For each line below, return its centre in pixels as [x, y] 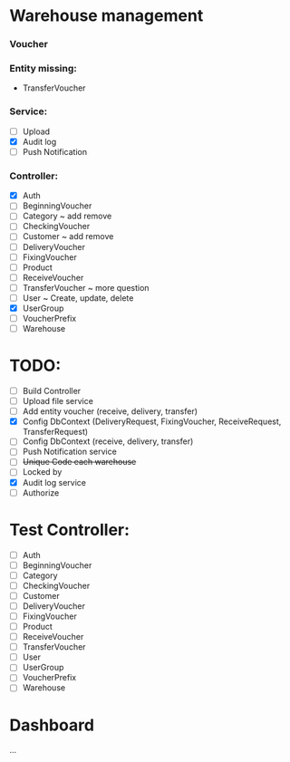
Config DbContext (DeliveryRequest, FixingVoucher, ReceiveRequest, [152, 421]
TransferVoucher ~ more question [86, 287]
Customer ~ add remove [68, 236]
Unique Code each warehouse [79, 462]
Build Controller [52, 391]
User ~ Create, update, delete [78, 298]
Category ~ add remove [67, 216]
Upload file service [58, 401]
